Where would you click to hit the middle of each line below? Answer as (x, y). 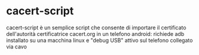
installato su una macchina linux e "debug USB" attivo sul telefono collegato (99, 40)
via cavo (16, 47)
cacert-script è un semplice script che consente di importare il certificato (96, 27)
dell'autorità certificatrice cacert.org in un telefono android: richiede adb (95, 33)
